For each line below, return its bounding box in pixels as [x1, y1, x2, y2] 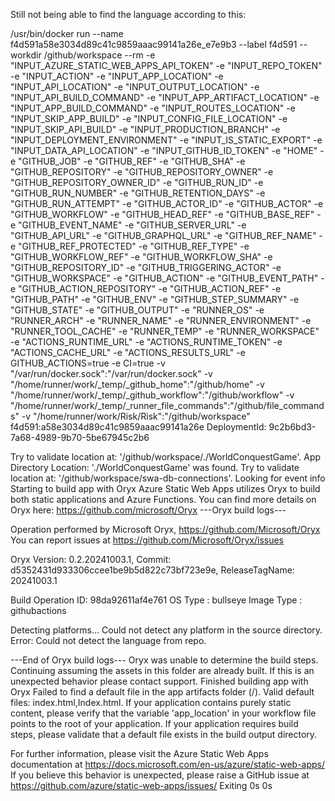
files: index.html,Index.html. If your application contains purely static [10, 697, 292, 708]
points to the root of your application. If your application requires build [10, 718, 299, 729]
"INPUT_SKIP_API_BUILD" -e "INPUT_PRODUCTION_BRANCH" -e [10, 124, 281, 135]
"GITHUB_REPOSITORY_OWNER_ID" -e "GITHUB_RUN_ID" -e [10, 177, 264, 188]
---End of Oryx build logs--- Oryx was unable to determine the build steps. [10, 654, 319, 666]
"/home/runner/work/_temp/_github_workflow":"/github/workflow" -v [10, 389, 295, 401]
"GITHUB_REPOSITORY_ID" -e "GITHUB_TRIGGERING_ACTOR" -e [10, 262, 282, 273]
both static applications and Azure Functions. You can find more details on [10, 494, 317, 505]
